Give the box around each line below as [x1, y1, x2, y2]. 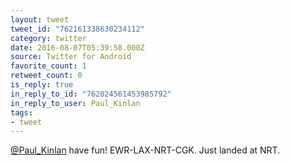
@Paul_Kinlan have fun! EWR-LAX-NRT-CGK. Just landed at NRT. [10, 144, 281, 156]
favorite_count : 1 [10, 61, 87, 71]
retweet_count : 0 [10, 71, 83, 81]
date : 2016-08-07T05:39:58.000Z [10, 42, 145, 53]
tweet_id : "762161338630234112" [10, 24, 145, 34]
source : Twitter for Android [10, 52, 132, 62]
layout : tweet [10, 14, 70, 25]
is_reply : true [10, 80, 74, 90]
